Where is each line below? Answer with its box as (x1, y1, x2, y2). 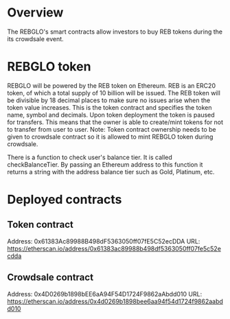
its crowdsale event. (7, 34, 64, 43)
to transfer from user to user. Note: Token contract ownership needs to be (7, 125, 216, 133)
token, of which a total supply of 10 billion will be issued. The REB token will (7, 88, 221, 97)
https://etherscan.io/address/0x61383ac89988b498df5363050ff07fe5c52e (7, 244, 222, 252)
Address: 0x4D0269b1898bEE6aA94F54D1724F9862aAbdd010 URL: (7, 290, 203, 298)
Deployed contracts (7, 192, 122, 207)
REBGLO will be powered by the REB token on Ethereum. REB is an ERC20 (7, 81, 216, 90)
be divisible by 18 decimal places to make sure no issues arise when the (7, 96, 211, 104)
